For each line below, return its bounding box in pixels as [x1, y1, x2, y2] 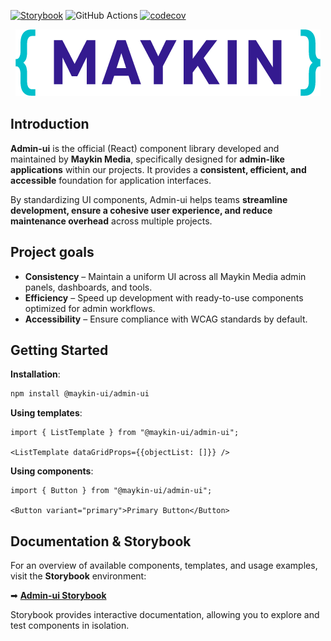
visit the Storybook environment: [10, 570, 147, 582]
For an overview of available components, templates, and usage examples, [10, 560, 318, 572]
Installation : [10, 368, 61, 380]
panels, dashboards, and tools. [24, 281, 153, 293]
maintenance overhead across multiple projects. [10, 215, 213, 227]
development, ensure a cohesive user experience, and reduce [10, 204, 273, 216]
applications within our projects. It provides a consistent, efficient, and [10, 163, 307, 175]
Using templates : [10, 407, 83, 419]
